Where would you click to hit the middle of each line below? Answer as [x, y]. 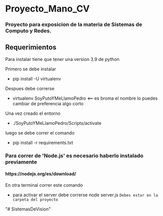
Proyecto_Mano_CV [47, 9]
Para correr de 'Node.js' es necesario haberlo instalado [74, 156]
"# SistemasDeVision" [28, 209]
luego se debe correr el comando [40, 133]
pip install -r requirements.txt [43, 142]
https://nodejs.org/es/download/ [41, 174]
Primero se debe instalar [31, 69]
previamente [21, 162]
